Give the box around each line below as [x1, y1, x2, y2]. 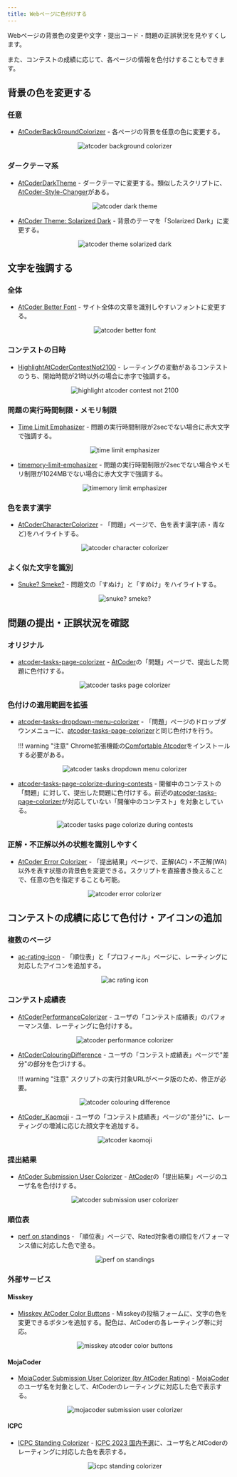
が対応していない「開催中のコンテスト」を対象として [61, 797, 217, 806]
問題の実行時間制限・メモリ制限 [7, 405, 117, 415]
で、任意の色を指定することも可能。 [17, 875, 125, 883]
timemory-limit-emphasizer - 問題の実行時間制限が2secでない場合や [17, 460, 218, 469]
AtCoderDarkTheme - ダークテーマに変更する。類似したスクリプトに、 [17, 178, 226, 187]
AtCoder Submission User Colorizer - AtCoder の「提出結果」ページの [17, 1172, 222, 1181]
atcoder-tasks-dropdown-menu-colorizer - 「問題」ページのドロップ [17, 718, 221, 726]
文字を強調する [7, 262, 73, 274]
